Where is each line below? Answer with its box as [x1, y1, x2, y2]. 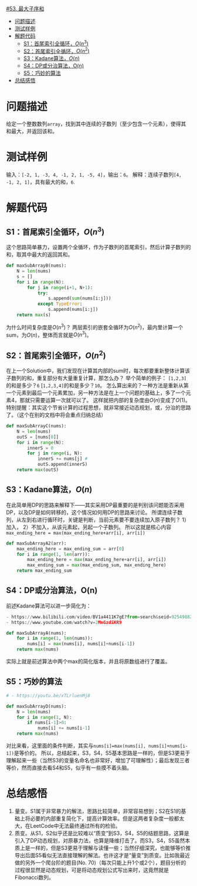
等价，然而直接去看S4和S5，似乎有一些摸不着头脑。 [6, 764, 133, 771]
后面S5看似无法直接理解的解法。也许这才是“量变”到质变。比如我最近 [25, 851, 191, 858]
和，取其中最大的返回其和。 [6, 251, 73, 258]
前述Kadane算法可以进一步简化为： [6, 602, 92, 609]
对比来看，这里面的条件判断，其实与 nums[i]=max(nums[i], [6, 742, 147, 749]
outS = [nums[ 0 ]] [16, 434, 59, 440]
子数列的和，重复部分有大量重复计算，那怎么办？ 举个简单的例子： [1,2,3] [6, 374, 186, 381]
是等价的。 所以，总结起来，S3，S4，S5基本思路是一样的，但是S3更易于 [13, 749, 191, 756]
